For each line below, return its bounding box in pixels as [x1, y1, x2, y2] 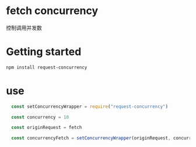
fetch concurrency [6, 4, 98, 18]
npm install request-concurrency [6, 64, 87, 70]
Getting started [6, 45, 82, 59]
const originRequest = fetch [11, 125, 82, 131]
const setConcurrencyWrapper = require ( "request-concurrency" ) [11, 104, 168, 110]
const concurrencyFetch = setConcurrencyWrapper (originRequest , [11, 135, 171, 141]
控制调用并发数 [6, 24, 42, 31]
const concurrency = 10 [11, 114, 69, 120]
